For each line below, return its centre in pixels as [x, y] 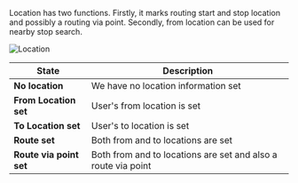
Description [188, 71]
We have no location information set [166, 86]
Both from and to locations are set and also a [184, 155]
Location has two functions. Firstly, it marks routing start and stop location [145, 13]
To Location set [47, 126]
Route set [34, 140]
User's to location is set [141, 126]
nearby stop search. [46, 32]
